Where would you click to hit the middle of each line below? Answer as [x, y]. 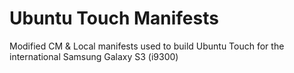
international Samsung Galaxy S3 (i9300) [94, 56]
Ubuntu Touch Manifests [114, 18]
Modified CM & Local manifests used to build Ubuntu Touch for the [147, 46]
